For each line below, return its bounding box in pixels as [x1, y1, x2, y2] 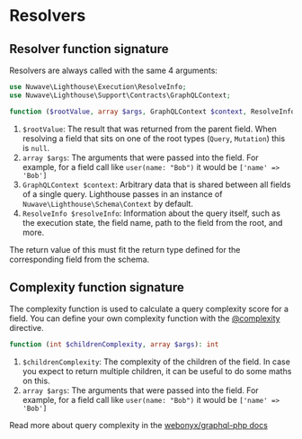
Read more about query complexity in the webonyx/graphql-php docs [9, 420, 268, 431]
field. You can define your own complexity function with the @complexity [9, 313, 280, 324]
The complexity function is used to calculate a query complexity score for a [9, 303, 289, 315]
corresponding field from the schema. [9, 254, 150, 264]
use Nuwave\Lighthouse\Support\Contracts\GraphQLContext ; [9, 91, 231, 100]
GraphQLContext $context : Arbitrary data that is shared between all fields [22, 179, 291, 190]
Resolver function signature [9, 41, 169, 57]
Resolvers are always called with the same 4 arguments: [9, 65, 218, 76]
